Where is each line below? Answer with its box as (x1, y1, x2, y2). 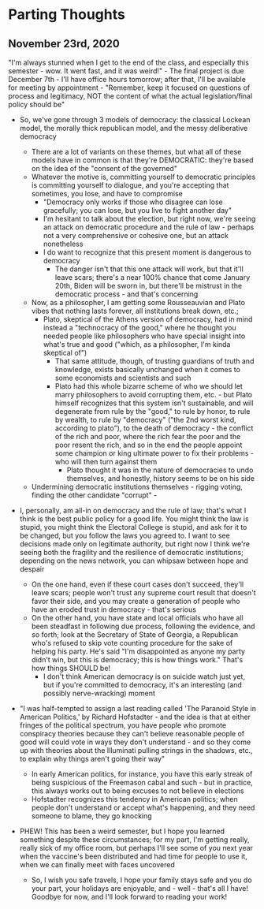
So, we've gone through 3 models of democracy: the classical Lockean (19, 115, 251, 124)
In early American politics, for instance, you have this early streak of (31, 769, 253, 778)
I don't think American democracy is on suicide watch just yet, (43, 672, 246, 681)
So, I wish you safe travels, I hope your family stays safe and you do (31, 875, 252, 885)
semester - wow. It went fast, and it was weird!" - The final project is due (8, 66, 244, 76)
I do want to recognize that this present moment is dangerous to (43, 248, 252, 257)
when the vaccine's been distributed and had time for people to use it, (19, 851, 248, 861)
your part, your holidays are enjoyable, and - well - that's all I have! (31, 884, 249, 892)
